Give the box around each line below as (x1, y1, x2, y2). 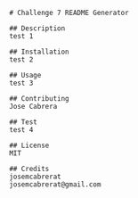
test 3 (9, 78, 34, 87)
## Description (9, 24, 66, 33)
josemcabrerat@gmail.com (9, 180, 101, 189)
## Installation (9, 47, 70, 56)
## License (9, 141, 50, 150)
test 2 (9, 55, 34, 64)
